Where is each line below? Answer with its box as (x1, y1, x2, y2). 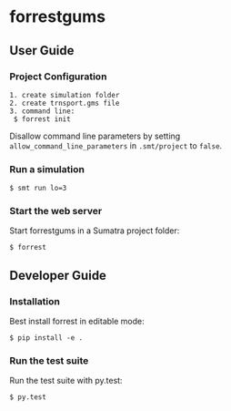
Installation (9, 294, 61, 307)
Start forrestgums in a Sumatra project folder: (9, 225, 180, 236)
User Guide (9, 43, 75, 58)
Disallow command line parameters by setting (9, 130, 181, 141)
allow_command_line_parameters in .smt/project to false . (9, 139, 223, 151)
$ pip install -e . (9, 334, 84, 343)
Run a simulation (9, 162, 85, 175)
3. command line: (9, 107, 75, 116)
